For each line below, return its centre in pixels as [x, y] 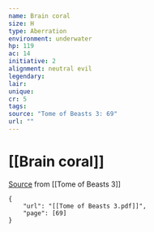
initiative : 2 [32, 62]
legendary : [27, 76]
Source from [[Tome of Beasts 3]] [65, 184]
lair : [17, 84]
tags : [17, 106]
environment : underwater [50, 39]
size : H [21, 24]
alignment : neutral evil [50, 69]
